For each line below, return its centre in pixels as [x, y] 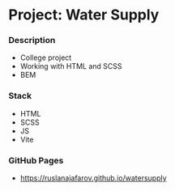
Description [32, 40]
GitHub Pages [36, 160]
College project [46, 57]
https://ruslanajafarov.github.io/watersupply [94, 178]
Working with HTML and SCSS [71, 66]
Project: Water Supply [84, 15]
